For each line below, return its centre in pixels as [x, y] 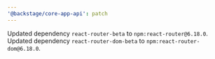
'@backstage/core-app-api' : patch [58, 14]
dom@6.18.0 [23, 49]
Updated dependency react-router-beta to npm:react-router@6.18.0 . [107, 33]
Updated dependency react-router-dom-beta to [76, 41]
